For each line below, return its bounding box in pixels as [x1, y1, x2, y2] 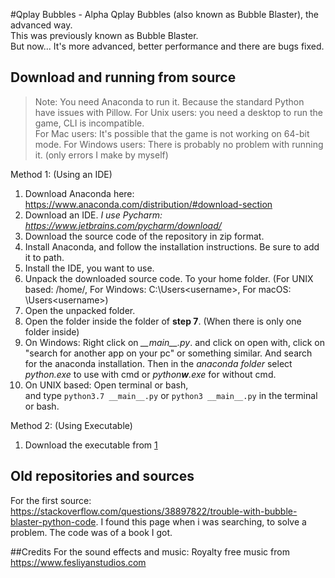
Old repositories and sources [10, 468, 195, 485]
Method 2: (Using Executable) [10, 419, 133, 431]
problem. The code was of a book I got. [10, 526, 173, 538]
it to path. [24, 251, 65, 263]
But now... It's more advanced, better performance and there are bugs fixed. [10, 40, 325, 52]
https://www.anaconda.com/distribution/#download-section [24, 198, 273, 210]
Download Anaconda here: [24, 187, 135, 199]
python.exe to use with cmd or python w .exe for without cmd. [24, 368, 277, 380]
